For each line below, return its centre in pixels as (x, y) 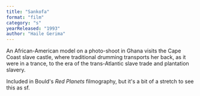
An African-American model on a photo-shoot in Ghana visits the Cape (94, 51)
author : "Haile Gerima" (36, 34)
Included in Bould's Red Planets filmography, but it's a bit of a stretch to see (100, 82)
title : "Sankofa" (28, 12)
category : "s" (24, 23)
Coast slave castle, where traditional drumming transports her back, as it (96, 57)
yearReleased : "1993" (33, 28)
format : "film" (25, 17)
